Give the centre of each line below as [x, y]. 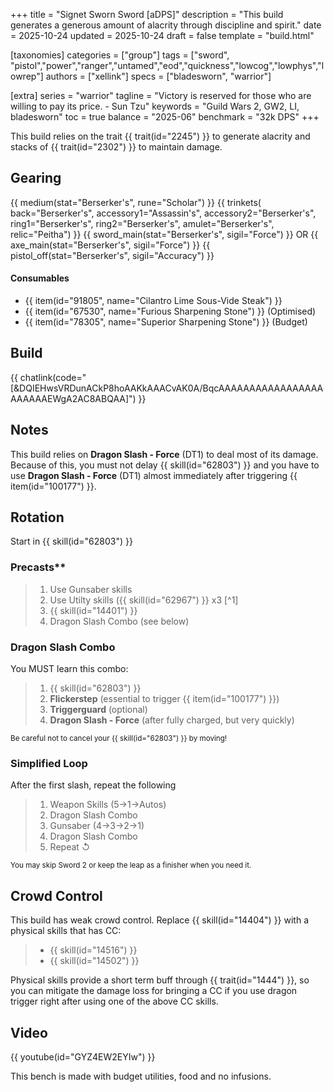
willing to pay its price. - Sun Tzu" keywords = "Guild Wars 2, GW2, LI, [155, 106]
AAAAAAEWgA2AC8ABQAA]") [73, 398]
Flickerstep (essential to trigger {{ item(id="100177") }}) [164, 699]
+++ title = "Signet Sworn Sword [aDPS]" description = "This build [147, 14]
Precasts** [38, 567]
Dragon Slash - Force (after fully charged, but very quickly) [172, 720]
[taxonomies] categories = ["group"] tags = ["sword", [120, 55]
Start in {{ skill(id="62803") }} [71, 541]
